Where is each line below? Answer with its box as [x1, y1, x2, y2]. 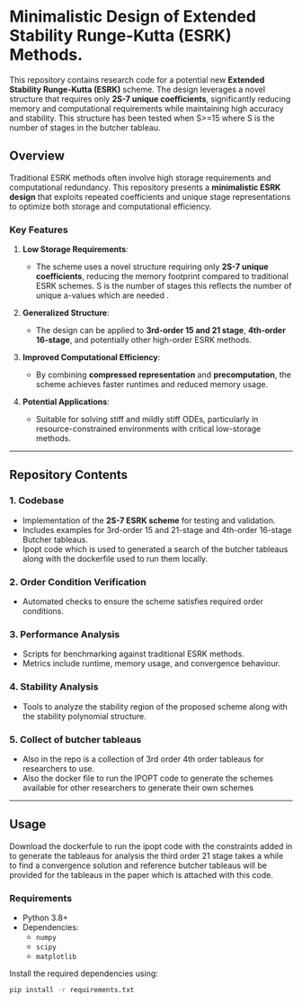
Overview [9, 149, 66, 164]
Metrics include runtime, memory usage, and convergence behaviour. [22, 658, 281, 669]
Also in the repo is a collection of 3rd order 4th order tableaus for [22, 754, 264, 764]
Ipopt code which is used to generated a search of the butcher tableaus [22, 543, 289, 555]
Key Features [9, 223, 69, 236]
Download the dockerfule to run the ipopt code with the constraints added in [9, 840, 293, 852]
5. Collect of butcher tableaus [9, 733, 142, 745]
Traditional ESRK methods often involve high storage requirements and [9, 172, 271, 183]
